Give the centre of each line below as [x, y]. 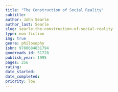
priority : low [20, 81]
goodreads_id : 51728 [27, 53]
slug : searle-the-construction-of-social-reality [59, 29]
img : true [16, 39]
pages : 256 [17, 62]
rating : [14, 67]
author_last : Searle [27, 24]
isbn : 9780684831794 [27, 48]
